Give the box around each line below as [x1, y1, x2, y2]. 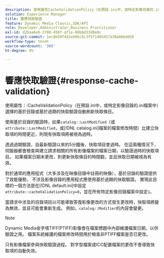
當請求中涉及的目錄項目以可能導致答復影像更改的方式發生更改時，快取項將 [5, 199, 155, 205]
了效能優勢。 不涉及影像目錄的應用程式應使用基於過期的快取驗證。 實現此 [5, 177, 153, 183]
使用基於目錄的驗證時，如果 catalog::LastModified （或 [5, 119, 116, 125]
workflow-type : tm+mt [5, 39, 49, 44]
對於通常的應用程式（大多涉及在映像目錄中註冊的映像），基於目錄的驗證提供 [5, 170, 157, 176]
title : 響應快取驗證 [5, 16, 42, 21]
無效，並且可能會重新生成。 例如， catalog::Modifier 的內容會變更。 [9, 205, 146, 211]
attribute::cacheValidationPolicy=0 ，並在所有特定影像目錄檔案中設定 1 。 [5, 189, 155, 195]
